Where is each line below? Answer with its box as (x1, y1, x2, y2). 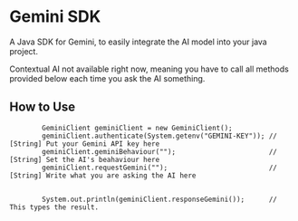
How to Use (9, 100, 76, 115)
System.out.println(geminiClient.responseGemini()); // (42, 195, 278, 204)
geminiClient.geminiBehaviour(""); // (42, 147, 278, 156)
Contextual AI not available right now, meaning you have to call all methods (9, 63, 290, 74)
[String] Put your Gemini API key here (9, 139, 160, 149)
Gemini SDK (9, 6, 101, 27)
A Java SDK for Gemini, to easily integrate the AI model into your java (9, 36, 267, 47)
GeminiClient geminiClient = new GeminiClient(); (42, 123, 233, 132)
